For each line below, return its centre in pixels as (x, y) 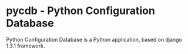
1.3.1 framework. (26, 46)
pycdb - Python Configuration (81, 11)
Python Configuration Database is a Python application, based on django (94, 39)
